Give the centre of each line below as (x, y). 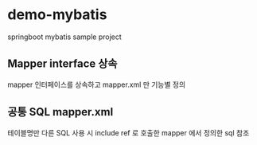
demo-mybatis (57, 15)
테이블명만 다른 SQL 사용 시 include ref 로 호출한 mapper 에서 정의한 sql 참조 (128, 132)
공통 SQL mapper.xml (60, 112)
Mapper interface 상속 (62, 64)
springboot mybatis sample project (65, 37)
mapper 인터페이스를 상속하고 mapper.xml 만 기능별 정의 (97, 84)
